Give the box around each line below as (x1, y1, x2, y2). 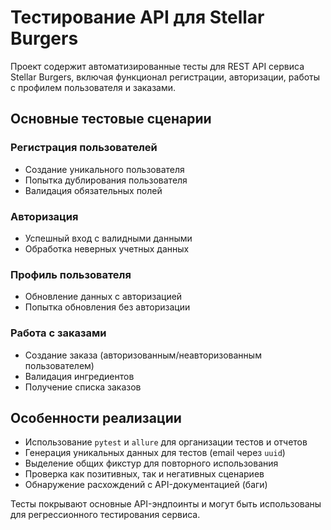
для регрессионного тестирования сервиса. (10, 509, 201, 521)
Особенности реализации (10, 409, 182, 426)
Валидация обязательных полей (24, 184, 163, 196)
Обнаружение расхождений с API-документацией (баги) (24, 479, 268, 491)
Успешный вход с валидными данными (24, 232, 193, 244)
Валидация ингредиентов (24, 370, 135, 382)
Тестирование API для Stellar (10, 6, 265, 29)
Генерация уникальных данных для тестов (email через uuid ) (24, 447, 286, 459)
